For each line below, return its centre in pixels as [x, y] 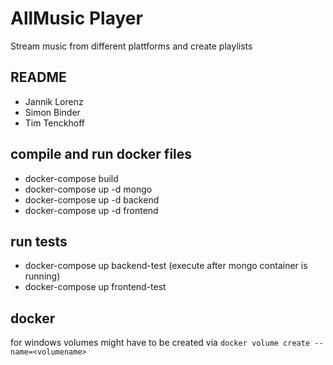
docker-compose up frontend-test [95, 287]
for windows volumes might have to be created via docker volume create [160, 343]
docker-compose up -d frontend [91, 210]
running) [42, 276]
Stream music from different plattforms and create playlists [131, 46]
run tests [39, 241]
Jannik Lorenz [54, 101]
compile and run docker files [101, 154]
